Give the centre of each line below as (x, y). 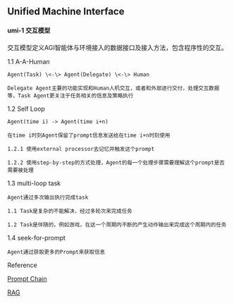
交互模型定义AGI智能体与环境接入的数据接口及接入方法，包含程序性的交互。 (117, 47)
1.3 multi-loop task (34, 183)
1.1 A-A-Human (29, 61)
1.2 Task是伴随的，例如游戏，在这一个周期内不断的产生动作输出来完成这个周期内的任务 (117, 225)
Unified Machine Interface (66, 12)
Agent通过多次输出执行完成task (48, 197)
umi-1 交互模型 (29, 30)
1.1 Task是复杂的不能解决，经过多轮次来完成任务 (70, 211)
